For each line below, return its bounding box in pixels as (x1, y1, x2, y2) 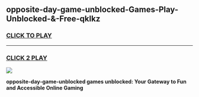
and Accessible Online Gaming (6, 84, 84, 91)
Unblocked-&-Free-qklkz (6, 14, 101, 24)
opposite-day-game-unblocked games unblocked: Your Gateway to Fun (6, 78, 187, 85)
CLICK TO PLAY (6, 32, 52, 40)
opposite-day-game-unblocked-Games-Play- (6, 5, 179, 15)
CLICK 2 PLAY (6, 53, 47, 62)
